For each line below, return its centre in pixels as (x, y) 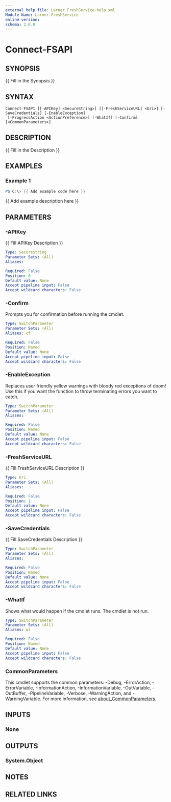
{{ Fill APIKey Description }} (34, 243)
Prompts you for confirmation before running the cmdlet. (65, 314)
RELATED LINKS (31, 795)
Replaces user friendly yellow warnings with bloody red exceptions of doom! (86, 386)
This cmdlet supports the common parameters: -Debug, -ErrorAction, (78, 682)
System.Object (24, 761)
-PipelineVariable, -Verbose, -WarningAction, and (80, 693)
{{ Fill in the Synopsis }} (30, 81)
